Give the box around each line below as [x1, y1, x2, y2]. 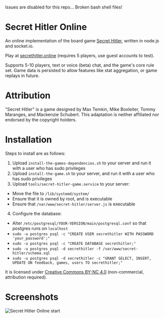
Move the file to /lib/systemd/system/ [12, 190, 90, 197]
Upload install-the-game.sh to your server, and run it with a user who [12, 170, 155, 176]
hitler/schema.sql [12, 250, 50, 256]
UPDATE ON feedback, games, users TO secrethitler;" [12, 260, 123, 265]
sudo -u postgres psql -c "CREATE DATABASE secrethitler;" [12, 241, 136, 246]
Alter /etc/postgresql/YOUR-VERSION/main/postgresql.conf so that [12, 220, 147, 226]
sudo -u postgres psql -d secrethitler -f [12, 246, 101, 251]
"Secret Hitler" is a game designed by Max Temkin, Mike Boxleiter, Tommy [5, 106, 156, 112]
